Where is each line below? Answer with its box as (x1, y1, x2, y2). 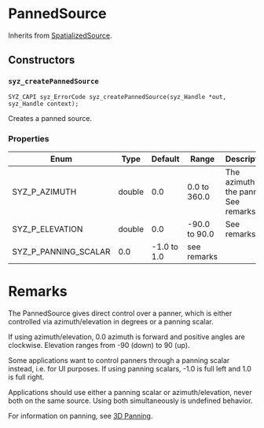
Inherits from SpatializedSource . (8, 31, 112, 40)
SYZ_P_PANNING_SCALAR (12, 246, 111, 257)
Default (151, 153, 180, 164)
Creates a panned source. (8, 113, 93, 123)
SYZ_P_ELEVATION (12, 223, 83, 234)
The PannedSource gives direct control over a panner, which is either (8, 308, 233, 318)
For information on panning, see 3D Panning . (8, 411, 153, 420)
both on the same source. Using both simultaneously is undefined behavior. (8, 396, 253, 405)
